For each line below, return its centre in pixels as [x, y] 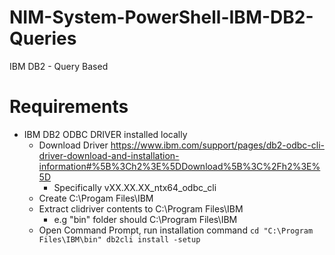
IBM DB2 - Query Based [59, 66]
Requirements [69, 107]
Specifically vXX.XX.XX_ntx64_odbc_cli [135, 187]
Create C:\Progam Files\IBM [96, 198]
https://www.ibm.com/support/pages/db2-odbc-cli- [217, 145]
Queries [43, 38]
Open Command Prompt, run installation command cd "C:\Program [176, 230]
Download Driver [73, 145]
